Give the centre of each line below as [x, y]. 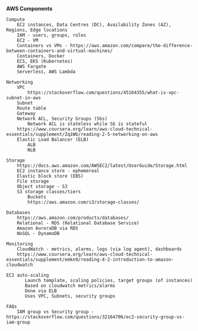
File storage [33, 181]
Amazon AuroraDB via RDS [48, 228]
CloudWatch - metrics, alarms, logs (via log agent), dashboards [100, 249]
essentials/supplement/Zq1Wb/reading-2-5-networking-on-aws [82, 134]
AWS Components [29, 9]
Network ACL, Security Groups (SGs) [62, 119]
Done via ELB [41, 291]
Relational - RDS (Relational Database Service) [78, 223]
